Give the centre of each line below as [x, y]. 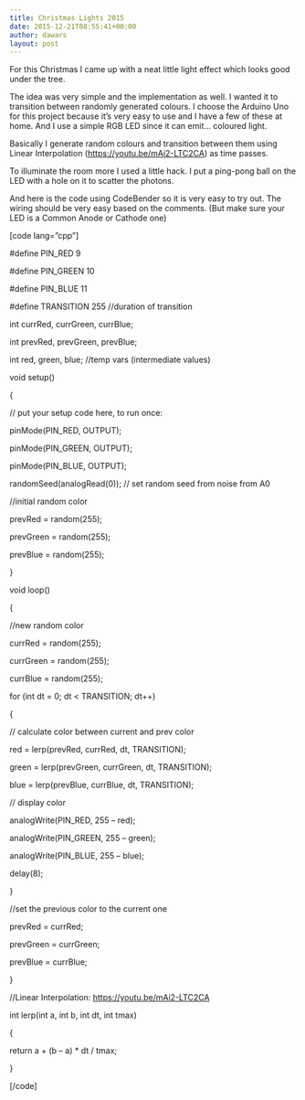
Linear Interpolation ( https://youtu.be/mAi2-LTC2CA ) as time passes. [139, 154]
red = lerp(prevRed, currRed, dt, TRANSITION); [98, 750]
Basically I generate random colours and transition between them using [144, 144]
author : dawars [38, 35]
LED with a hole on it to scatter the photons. [92, 181]
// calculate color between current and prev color [102, 732]
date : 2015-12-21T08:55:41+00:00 [73, 27]
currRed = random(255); [56, 643]
